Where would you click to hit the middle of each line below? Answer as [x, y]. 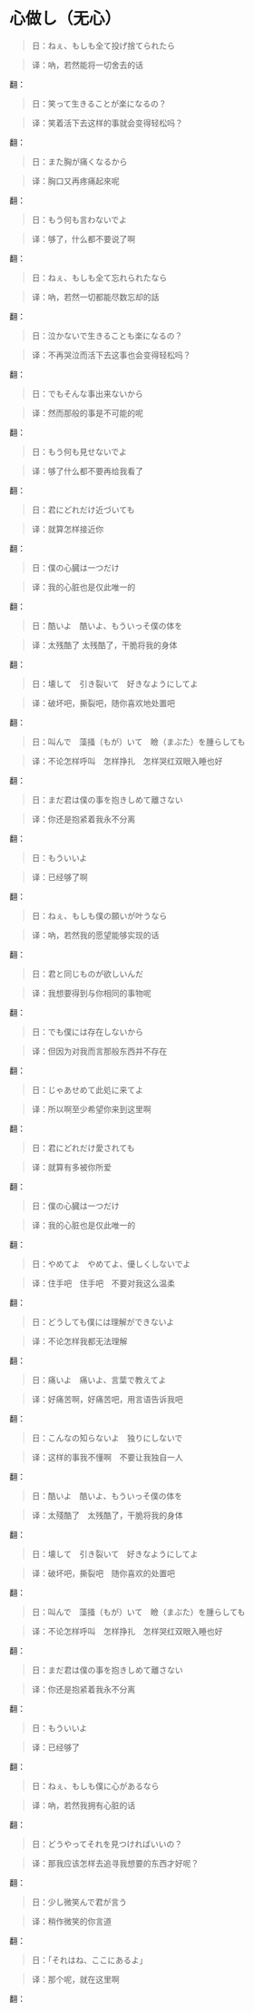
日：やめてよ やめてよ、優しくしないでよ [111, 1264]
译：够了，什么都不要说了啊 [83, 238]
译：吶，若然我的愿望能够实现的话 [95, 935]
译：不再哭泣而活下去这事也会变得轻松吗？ [111, 355]
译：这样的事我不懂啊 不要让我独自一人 [107, 1457]
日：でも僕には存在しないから [87, 1031]
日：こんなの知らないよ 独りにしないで [107, 1438]
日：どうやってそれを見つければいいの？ [107, 1844]
